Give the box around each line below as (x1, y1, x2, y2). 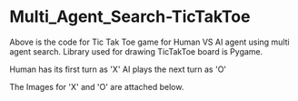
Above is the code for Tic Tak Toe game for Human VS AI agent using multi (9, 36, 290, 47)
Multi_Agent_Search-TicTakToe (9, 6, 251, 27)
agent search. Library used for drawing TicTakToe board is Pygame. (9, 45, 263, 56)
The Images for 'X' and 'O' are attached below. (9, 81, 184, 92)
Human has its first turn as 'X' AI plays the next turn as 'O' (9, 64, 227, 75)
